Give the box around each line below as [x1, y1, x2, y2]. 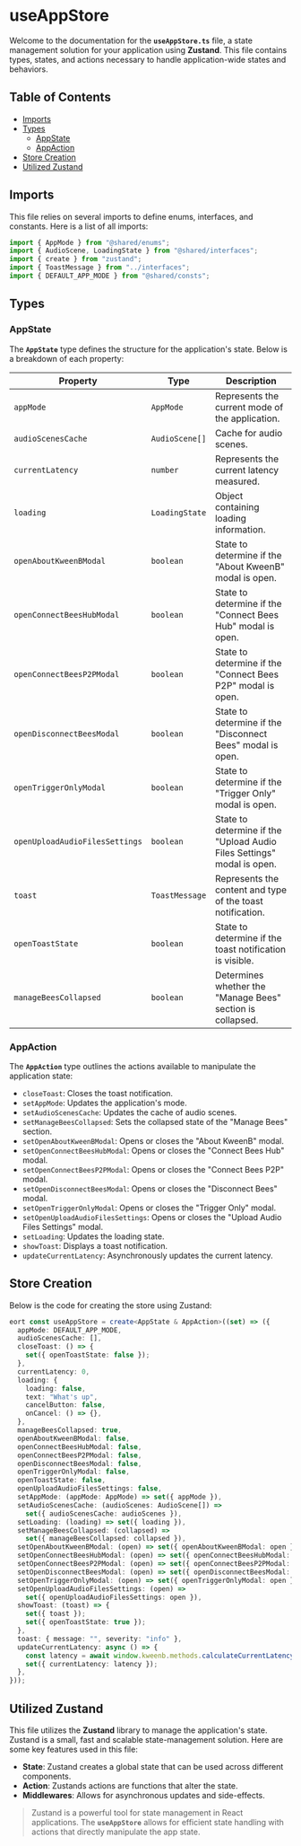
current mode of [214, 400, 284, 413]
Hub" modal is [214, 620, 275, 632]
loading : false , [25, 1384, 87, 1393]
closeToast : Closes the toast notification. [21, 1087, 173, 1098]
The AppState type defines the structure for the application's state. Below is [9, 343, 288, 355]
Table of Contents [9, 90, 112, 105]
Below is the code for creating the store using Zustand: [9, 1299, 212, 1311]
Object [214, 489, 244, 502]
